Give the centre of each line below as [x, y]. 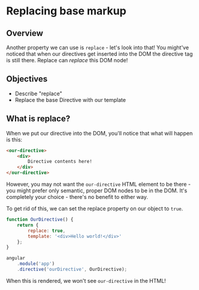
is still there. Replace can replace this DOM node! [67, 60]
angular [16, 258]
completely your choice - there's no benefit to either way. [77, 197]
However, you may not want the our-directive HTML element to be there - [98, 184]
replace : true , [47, 231]
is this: [14, 140]
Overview [25, 33]
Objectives [27, 79]
